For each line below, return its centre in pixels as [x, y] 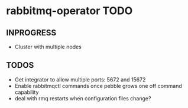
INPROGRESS [31, 33]
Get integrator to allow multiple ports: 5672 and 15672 [80, 79]
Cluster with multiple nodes [48, 47]
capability [27, 92]
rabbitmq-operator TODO [69, 11]
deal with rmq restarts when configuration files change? [83, 98]
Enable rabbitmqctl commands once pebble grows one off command [98, 86]
